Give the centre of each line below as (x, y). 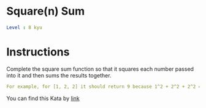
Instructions (38, 52)
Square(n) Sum (46, 11)
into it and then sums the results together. (59, 75)
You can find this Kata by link (43, 98)
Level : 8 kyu (25, 27)
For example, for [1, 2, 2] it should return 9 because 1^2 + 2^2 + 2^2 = (104, 87)
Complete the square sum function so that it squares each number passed (100, 69)
